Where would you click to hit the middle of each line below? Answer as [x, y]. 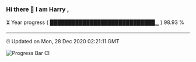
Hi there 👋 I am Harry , [38, 9]
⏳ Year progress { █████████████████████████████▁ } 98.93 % [95, 22]
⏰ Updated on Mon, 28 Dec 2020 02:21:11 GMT [63, 42]
